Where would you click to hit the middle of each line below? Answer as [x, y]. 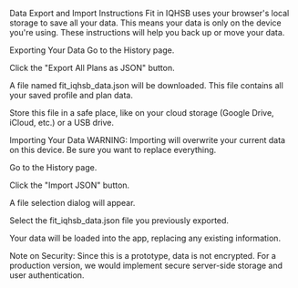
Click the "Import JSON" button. [70, 185]
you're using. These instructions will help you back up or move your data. [147, 32]
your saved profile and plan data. [72, 95]
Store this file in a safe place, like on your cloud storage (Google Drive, [142, 113]
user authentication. [47, 275]
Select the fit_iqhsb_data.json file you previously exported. [119, 221]
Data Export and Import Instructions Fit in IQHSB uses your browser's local [149, 13]
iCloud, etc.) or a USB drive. [62, 123]
